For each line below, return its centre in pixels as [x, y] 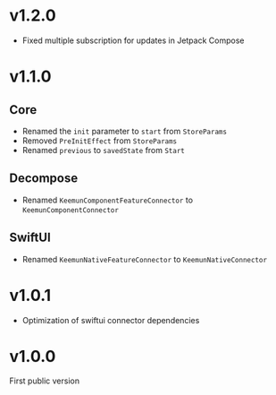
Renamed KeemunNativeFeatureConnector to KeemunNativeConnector [145, 259]
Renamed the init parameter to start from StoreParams [125, 131]
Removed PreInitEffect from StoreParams [100, 141]
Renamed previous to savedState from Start [103, 150]
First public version [45, 381]
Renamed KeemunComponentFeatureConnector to [108, 200]
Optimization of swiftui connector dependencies [111, 320]
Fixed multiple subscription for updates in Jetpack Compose [133, 40]
